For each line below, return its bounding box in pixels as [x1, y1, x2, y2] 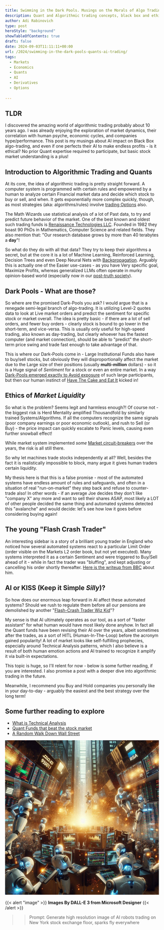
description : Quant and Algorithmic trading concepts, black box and [5, 13, 150, 18]
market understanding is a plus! [5, 153, 69, 159]
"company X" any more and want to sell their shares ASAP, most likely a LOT [5, 495, 159, 501]
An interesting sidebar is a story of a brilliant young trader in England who [5, 538, 153, 544]
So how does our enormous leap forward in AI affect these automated [5, 597, 145, 603]
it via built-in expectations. [5, 653, 59, 659]
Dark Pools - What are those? [5, 287, 96, 295]
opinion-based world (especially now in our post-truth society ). [5, 273, 133, 279]
